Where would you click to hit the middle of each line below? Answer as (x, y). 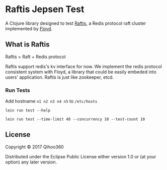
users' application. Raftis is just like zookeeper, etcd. (60, 77)
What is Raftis (27, 45)
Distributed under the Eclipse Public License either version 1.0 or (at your (81, 156)
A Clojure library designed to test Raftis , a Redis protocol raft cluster (76, 23)
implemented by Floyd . (29, 28)
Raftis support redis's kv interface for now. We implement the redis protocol (83, 66)
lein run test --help (28, 110)
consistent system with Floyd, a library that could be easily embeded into (81, 72)
